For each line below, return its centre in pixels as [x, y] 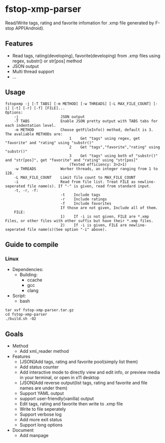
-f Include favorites [86, 203]
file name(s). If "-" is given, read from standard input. [89, 186]
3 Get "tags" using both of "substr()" [113, 156]
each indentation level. [31, 125]
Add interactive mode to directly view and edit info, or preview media [90, 372]
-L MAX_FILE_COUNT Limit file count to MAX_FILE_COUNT [75, 177]
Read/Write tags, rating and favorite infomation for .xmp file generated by [80, 23]
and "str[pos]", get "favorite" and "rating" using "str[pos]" [72, 160]
